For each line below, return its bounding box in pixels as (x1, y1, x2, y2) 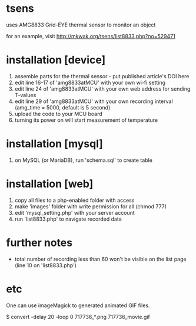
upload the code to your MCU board (14, 110, 103, 117)
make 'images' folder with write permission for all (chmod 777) (14, 202, 167, 210)
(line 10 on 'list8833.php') (14, 261, 77, 269)
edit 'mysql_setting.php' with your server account (14, 209, 135, 216)
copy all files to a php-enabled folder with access (14, 197, 135, 204)
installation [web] (6, 177, 94, 190)
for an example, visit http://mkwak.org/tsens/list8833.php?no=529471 (6, 32, 175, 39)
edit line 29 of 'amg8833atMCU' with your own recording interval (14, 98, 173, 105)
